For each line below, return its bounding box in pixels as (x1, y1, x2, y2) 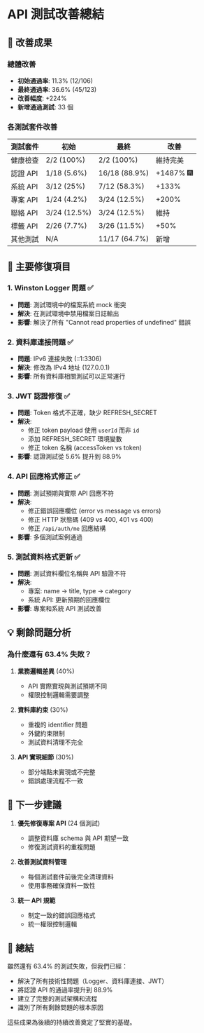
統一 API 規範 (17, 896, 56, 905)
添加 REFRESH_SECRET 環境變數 (27, 435, 122, 443)
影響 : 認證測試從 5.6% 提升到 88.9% (17, 452, 122, 461)
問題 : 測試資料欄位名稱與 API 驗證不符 (17, 569, 127, 578)
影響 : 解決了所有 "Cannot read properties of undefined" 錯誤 (17, 318, 191, 326)
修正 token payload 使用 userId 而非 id (27, 426, 140, 435)
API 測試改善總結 (7, 6, 105, 22)
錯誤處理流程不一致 (27, 776, 84, 785)
